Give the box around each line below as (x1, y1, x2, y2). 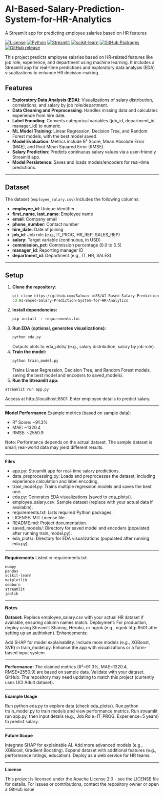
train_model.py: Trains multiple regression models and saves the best (12, 483, 152, 489)
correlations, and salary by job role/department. (12, 102, 108, 108)
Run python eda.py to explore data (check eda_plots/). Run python (5, 703, 139, 708)
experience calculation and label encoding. (12, 478, 99, 484)
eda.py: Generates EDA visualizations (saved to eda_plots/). (12, 494, 133, 500)
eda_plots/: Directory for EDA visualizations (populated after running (12, 535, 150, 541)
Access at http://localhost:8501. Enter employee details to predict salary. (5, 396, 151, 401)
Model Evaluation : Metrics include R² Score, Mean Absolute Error (12, 138, 145, 144)
